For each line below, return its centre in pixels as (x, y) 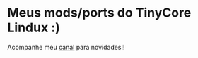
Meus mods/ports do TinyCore (99, 13)
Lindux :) (34, 28)
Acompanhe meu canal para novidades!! (66, 47)
